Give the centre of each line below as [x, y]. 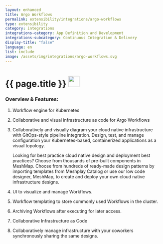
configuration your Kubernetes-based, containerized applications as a [84, 140]
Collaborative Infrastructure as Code [50, 220]
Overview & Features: [32, 99]
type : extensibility [27, 24]
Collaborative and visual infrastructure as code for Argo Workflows [81, 120]
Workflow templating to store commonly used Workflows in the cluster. [85, 201]
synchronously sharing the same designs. [55, 235]
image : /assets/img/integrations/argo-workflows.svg [61, 56]
